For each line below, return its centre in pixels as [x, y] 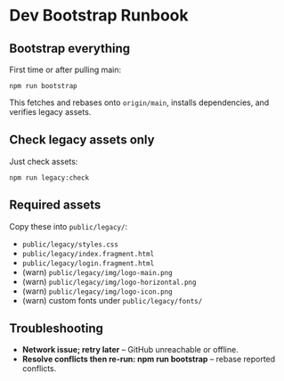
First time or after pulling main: [65, 69]
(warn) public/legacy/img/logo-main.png [97, 272]
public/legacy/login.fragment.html [88, 263]
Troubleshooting [57, 329]
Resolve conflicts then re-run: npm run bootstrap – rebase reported [149, 359]
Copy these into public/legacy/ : [68, 226]
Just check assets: [44, 161]
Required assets [55, 205]
